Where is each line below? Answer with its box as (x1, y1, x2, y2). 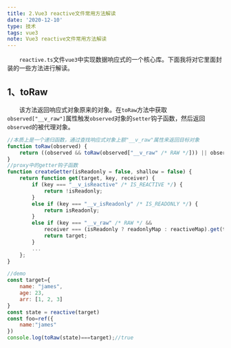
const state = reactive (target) (7, 309, 100, 316)
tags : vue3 (7, 29, 38, 36)
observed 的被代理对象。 (7, 122, 74, 131)
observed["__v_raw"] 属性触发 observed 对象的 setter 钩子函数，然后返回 (7, 114, 206, 122)
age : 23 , (19, 290, 45, 296)
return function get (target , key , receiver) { (19, 175, 155, 182)
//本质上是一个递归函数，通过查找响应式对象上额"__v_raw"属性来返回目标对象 (7, 136, 200, 143)
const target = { (7, 276, 51, 284)
